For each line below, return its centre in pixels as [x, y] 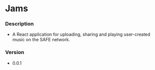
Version [15, 52]
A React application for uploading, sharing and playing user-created [81, 34]
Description [19, 24]
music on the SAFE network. [41, 40]
